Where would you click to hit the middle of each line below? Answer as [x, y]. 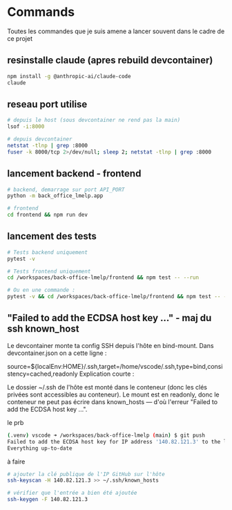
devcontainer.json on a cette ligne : [57, 353]
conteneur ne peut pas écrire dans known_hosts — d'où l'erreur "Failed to [113, 401]
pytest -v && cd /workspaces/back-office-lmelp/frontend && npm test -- [114, 297]
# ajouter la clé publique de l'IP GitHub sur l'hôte [86, 474]
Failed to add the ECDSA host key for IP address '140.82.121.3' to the [114, 441]
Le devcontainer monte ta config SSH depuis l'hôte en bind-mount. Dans [110, 345]
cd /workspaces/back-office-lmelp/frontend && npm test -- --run [103, 277]
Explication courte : [107, 374]
